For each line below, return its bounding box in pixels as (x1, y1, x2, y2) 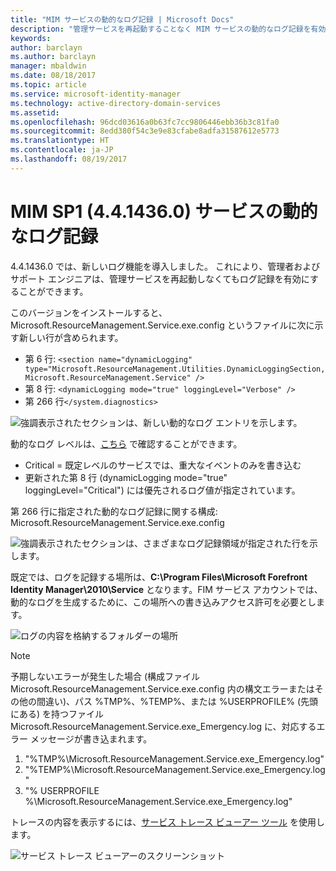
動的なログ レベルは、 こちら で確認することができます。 (10, 437, 243, 450)
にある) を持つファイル (10, 707, 105, 720)
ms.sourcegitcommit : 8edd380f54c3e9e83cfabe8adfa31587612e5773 (10, 126, 280, 136)
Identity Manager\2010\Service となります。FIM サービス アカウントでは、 (10, 583, 323, 595)
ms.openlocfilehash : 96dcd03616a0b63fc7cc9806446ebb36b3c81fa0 (10, 117, 280, 127)
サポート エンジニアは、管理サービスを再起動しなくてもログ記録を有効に (10, 272, 310, 285)
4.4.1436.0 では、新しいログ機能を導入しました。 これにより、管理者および (10, 260, 321, 272)
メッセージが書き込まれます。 (29, 732, 153, 745)
